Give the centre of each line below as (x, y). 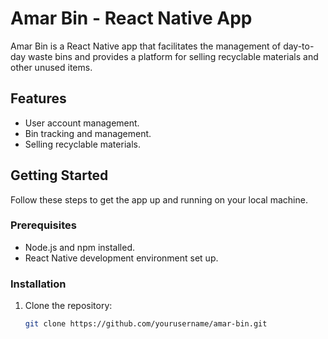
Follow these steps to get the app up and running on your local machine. (159, 199)
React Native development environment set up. (121, 258)
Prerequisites (43, 225)
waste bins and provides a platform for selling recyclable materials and (173, 56)
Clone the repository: (68, 306)
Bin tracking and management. (88, 133)
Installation (38, 284)
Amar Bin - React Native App (131, 18)
